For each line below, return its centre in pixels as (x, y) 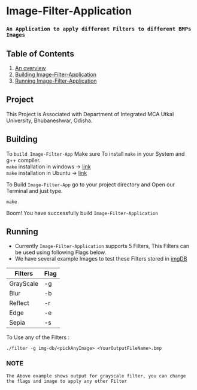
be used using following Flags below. (60, 252)
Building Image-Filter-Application (56, 74)
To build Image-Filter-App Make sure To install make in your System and (96, 153)
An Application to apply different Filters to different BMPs (99, 29)
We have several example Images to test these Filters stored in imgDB (101, 259)
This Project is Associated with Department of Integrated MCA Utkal (90, 114)
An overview (30, 68)
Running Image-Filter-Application (56, 81)
